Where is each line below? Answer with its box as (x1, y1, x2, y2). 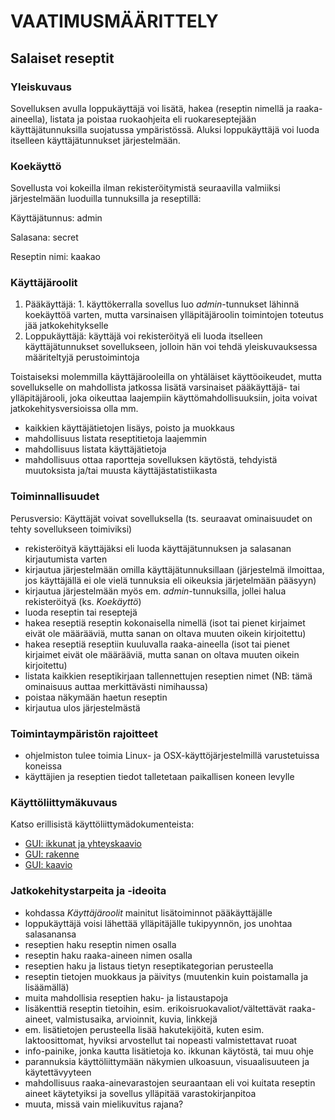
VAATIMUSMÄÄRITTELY (10, 10, 219, 33)
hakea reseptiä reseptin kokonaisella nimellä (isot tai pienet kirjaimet (24, 616, 306, 629)
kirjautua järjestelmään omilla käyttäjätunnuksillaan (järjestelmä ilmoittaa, (24, 563, 325, 575)
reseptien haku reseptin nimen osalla (24, 938, 177, 950)
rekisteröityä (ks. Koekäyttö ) (24, 595, 142, 607)
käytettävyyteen (24, 1066, 92, 1078)
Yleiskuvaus (10, 80, 72, 94)
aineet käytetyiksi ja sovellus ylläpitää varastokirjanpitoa (24, 1087, 257, 1099)
